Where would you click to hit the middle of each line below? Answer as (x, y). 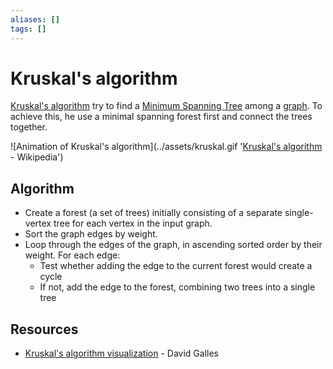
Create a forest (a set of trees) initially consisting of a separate (153, 213)
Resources (44, 329)
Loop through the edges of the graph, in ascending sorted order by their (173, 245)
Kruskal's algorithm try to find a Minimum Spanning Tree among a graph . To (166, 106)
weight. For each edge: (72, 255)
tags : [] (28, 29)
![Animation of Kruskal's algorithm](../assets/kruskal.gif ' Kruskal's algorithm (166, 147)
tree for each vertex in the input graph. (133, 223)
